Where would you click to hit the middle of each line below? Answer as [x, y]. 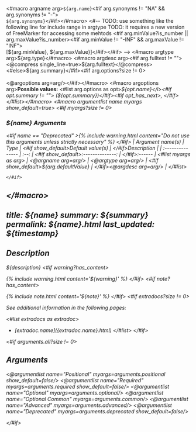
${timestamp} [32, 234]
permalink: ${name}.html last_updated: [80, 224]
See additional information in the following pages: [66, 307]
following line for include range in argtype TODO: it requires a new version [95, 27]
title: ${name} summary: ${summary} [77, 215]
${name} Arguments [36, 123]
